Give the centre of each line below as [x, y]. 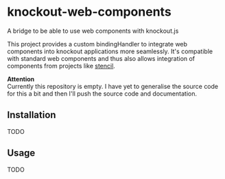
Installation [32, 115]
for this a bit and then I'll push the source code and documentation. [102, 94]
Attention [21, 79]
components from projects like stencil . [61, 66]
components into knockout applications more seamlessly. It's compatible [110, 51]
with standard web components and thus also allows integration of [101, 58]
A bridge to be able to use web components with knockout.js [93, 31]
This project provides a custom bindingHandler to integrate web [97, 44]
